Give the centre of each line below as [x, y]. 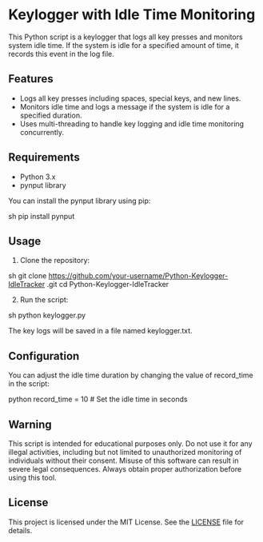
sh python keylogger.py [47, 315]
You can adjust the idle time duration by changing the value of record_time [131, 375]
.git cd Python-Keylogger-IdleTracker [108, 285]
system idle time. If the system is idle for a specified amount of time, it [124, 45]
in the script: [29, 384]
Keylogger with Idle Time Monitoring [132, 15]
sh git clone [28, 276]
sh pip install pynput [42, 216]
